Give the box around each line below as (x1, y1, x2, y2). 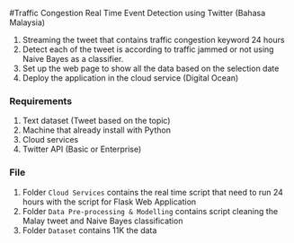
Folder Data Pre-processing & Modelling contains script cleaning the (22, 205, 279, 216)
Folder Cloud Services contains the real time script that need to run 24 (22, 187, 283, 197)
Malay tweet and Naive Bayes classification (22, 215, 183, 226)
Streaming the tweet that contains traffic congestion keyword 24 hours (22, 35, 285, 45)
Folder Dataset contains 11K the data (22, 224, 157, 236)
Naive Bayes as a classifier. (22, 54, 124, 64)
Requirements (9, 94, 73, 107)
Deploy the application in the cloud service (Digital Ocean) (22, 73, 239, 83)
